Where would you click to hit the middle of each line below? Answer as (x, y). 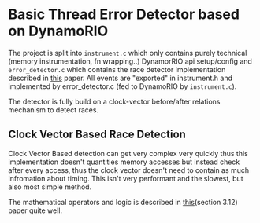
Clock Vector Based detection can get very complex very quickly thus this (128, 153)
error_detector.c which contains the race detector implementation (117, 69)
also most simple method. (50, 187)
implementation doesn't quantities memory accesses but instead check (124, 162)
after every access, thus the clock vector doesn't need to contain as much (129, 170)
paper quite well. (35, 210)
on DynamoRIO (58, 31)
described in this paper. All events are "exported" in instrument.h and (120, 78)
